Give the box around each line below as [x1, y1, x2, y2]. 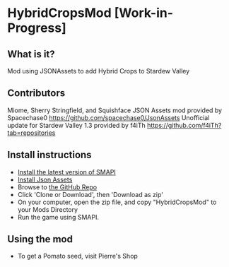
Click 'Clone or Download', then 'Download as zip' [17, 190, 164, 198]
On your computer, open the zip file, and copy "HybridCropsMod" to [17, 198, 217, 206]
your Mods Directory [17, 205, 78, 213]
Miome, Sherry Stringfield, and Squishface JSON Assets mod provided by [7, 106, 223, 114]
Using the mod [7, 233, 73, 245]
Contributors [7, 87, 66, 100]
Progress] [7, 20, 67, 36]
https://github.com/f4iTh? [147, 121, 222, 129]
